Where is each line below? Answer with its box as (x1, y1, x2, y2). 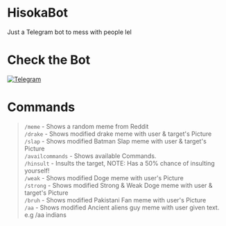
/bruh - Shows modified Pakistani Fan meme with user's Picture (24, 195, 207, 204)
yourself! (24, 166, 50, 175)
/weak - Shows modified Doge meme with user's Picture (24, 173, 184, 182)
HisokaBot (7, 5, 68, 21)
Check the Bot (7, 52, 91, 68)
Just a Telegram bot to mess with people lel (7, 28, 132, 36)
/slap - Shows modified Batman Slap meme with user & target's (24, 137, 207, 145)
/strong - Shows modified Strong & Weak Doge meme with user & (24, 181, 213, 189)
